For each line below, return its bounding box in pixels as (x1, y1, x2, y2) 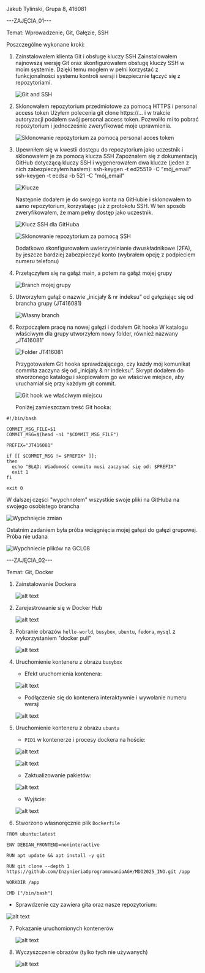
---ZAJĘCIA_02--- (6, 556, 53, 564)
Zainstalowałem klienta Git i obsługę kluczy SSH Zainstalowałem (15, 53, 177, 60)
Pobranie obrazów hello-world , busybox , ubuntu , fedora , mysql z (15, 628, 176, 635)
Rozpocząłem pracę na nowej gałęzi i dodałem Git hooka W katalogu (15, 323, 188, 331)
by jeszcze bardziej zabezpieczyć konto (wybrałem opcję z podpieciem (15, 251, 196, 258)
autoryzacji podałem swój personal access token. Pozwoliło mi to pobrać (15, 116, 199, 123)
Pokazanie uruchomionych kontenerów (15, 925, 114, 932)
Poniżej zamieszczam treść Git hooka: (15, 404, 111, 410)
